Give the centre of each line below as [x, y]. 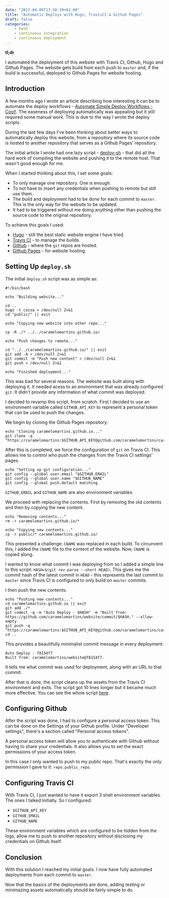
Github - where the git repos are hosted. [55, 245]
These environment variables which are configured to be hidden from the [81, 831]
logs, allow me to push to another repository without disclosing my [74, 836]
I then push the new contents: [36, 590]
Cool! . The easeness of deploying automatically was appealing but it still [80, 111]
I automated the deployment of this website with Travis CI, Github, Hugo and [84, 62]
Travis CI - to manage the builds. [46, 240]
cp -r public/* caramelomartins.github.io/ [52, 534]
